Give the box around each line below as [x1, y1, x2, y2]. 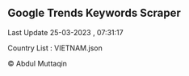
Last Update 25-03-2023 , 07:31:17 [7, 27, 124, 37]
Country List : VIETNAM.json [7, 43, 103, 53]
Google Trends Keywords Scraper [7, 6, 181, 20]
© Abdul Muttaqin [7, 58, 68, 68]
